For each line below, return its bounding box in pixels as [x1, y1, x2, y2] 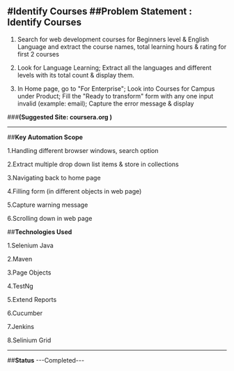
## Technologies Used [7, 227, 72, 236]
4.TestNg [7, 282, 33, 290]
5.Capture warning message [7, 201, 88, 209]
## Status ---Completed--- [7, 356, 85, 364]
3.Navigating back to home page [7, 173, 101, 182]
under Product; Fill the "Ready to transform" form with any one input [17, 92, 214, 100]
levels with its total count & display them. [17, 71, 134, 79]
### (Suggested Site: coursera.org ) [7, 112, 113, 121]
